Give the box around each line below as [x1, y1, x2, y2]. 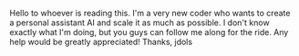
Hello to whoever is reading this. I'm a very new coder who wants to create [9, 8, 291, 18]
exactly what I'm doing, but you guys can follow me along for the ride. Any [9, 27, 289, 37]
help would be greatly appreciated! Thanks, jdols [9, 36, 193, 47]
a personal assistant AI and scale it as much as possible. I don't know [9, 17, 271, 28]
